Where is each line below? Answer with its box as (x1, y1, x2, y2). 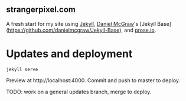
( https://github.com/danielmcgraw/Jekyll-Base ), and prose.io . (6, 26, 156, 33)
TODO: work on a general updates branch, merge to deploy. (6, 88, 152, 95)
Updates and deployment (6, 47, 133, 60)
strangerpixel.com (6, 5, 76, 15)
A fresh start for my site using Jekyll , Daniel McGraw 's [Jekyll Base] (6, 20, 171, 27)
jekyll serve (6, 66, 38, 72)
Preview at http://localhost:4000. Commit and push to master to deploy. (6, 76, 181, 84)
